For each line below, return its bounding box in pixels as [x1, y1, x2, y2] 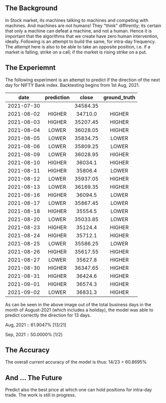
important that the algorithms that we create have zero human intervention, [5, 33, 159, 39]
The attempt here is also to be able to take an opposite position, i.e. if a [5, 43, 151, 49]
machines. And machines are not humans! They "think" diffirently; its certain [5, 22, 162, 28]
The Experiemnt [5, 63, 56, 72]
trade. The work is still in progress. [5, 392, 76, 398]
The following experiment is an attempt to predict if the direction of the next [5, 77, 160, 83]
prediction [44, 94, 70, 101]
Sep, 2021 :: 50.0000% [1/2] [5, 331, 63, 337]
